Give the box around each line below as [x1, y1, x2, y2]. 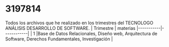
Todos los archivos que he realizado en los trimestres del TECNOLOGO [5, 20, 153, 26]
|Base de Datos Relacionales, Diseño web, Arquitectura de [36, 30, 158, 36]
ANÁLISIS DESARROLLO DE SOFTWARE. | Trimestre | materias [5, 25, 136, 31]
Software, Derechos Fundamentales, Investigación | [5, 36, 113, 42]
